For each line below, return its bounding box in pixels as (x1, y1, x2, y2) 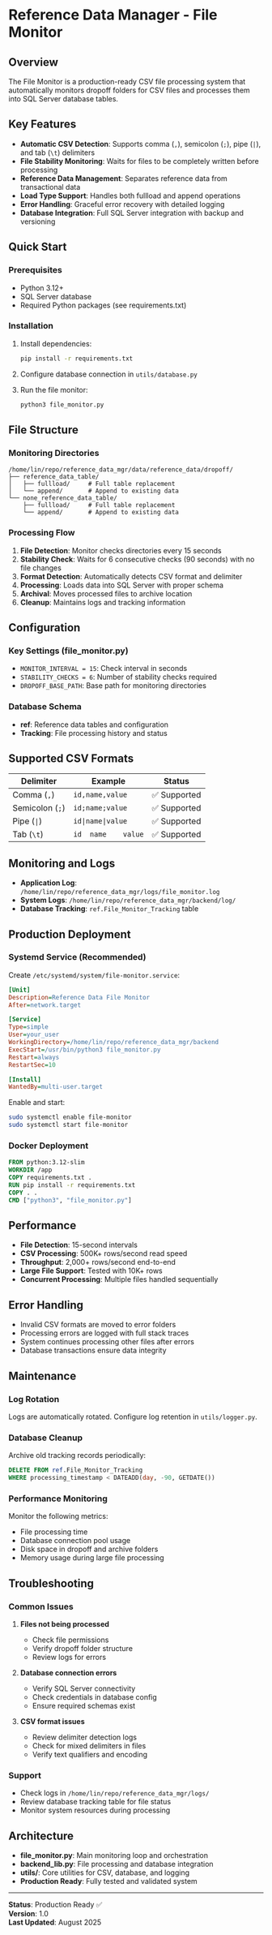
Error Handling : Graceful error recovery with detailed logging (19, 199, 225, 209)
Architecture (8, 1829, 74, 1843)
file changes (19, 562, 62, 573)
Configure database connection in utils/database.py (19, 369, 198, 379)
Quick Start (8, 240, 67, 254)
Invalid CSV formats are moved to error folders (19, 1320, 176, 1330)
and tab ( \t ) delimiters (19, 148, 96, 157)
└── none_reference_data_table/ (8, 494, 117, 502)
